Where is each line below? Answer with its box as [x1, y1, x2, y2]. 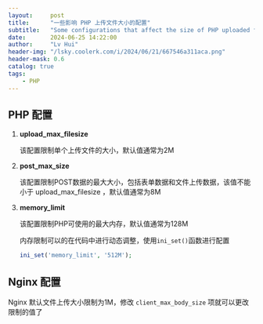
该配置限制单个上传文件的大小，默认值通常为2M [19, 146, 175, 155]
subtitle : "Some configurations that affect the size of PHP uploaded [8, 26, 250, 34]
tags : [8, 70, 26, 78]
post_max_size [19, 162, 70, 171]
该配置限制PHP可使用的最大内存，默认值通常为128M [19, 219, 189, 228]
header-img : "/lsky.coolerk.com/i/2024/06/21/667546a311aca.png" [8, 48, 225, 56]
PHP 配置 [8, 107, 52, 122]
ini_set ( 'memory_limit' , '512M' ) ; [19, 252, 132, 260]
